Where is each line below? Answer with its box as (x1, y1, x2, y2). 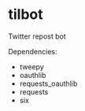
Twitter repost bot (8, 31, 67, 41)
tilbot (8, 6, 43, 24)
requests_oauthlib (19, 79, 78, 88)
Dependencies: (8, 46, 57, 56)
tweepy (19, 61, 45, 72)
